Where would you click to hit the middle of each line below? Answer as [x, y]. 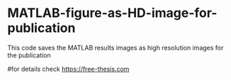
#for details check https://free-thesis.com [68, 69]
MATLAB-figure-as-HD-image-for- [112, 13]
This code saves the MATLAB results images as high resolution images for [115, 47]
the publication [29, 55]
